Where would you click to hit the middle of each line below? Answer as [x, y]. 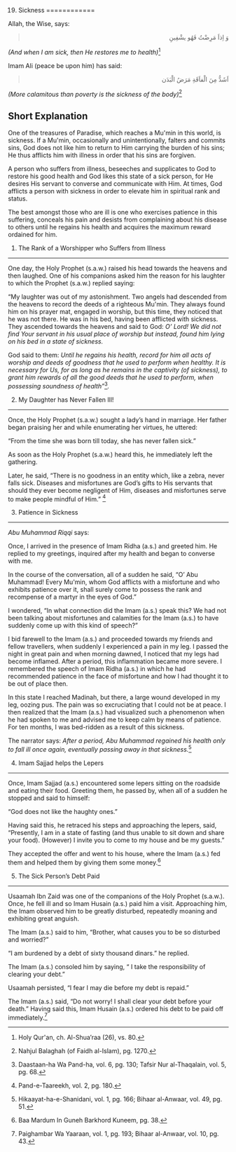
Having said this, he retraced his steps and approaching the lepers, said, [112, 825]
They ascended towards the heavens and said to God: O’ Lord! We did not [114, 327]
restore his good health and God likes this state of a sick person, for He [111, 176]
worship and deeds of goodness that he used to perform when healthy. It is [117, 362]
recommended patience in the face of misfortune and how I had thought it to [118, 677]
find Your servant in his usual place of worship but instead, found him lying [116, 334]
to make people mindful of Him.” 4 [57, 499]
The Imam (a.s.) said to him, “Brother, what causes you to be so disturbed [114, 932]
